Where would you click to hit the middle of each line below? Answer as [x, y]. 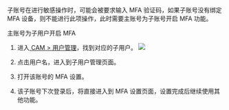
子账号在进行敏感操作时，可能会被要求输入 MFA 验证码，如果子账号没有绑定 [115, 10]
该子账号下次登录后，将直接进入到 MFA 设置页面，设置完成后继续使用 [116, 91]
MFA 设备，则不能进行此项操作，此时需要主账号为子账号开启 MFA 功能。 [110, 18]
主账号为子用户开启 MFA [42, 33]
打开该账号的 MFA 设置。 [52, 77]
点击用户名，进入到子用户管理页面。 [68, 62]
